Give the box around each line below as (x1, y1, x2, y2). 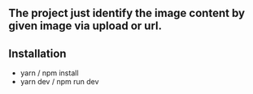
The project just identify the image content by (8, 6, 246, 20)
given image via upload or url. (8, 19, 163, 33)
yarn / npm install (20, 68, 79, 78)
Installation (8, 46, 67, 60)
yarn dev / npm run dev (20, 77, 99, 87)
